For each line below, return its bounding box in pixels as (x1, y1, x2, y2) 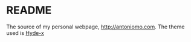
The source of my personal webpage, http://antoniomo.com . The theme (6, 23, 185, 30)
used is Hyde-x (6, 29, 44, 36)
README (6, 4, 52, 17)
